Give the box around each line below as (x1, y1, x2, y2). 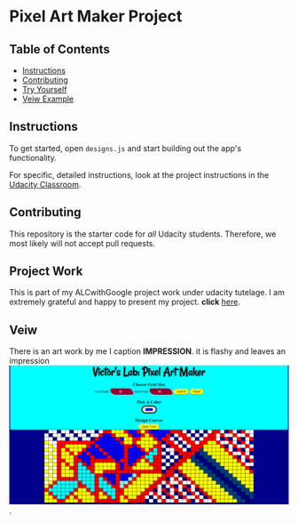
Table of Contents (9, 42, 111, 57)
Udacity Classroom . (9, 179, 82, 189)
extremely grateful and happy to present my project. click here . (9, 296, 241, 308)
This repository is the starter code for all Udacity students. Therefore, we (9, 229, 277, 239)
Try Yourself (21, 84, 67, 94)
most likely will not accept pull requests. (9, 237, 156, 248)
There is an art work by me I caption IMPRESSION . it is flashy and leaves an (9, 346, 286, 357)
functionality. (9, 152, 58, 163)
